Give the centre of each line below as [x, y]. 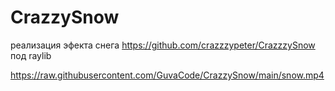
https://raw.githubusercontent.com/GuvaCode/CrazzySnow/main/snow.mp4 [167, 75]
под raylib [31, 55]
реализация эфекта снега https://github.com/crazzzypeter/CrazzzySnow [163, 45]
